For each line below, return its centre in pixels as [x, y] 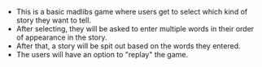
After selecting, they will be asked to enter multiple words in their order [135, 29]
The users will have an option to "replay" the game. [102, 54]
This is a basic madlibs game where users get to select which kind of [132, 12]
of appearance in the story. [61, 37]
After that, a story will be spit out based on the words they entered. [128, 46]
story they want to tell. [54, 20]
